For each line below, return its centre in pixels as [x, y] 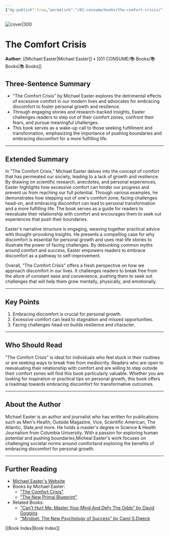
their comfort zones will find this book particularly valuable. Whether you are [84, 373]
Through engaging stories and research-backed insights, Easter [79, 112]
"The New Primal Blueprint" [49, 497]
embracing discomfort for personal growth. [50, 449]
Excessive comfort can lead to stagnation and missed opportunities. [83, 319]
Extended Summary [37, 159]
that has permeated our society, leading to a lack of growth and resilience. [82, 177]
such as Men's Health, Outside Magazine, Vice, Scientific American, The [80, 422]
